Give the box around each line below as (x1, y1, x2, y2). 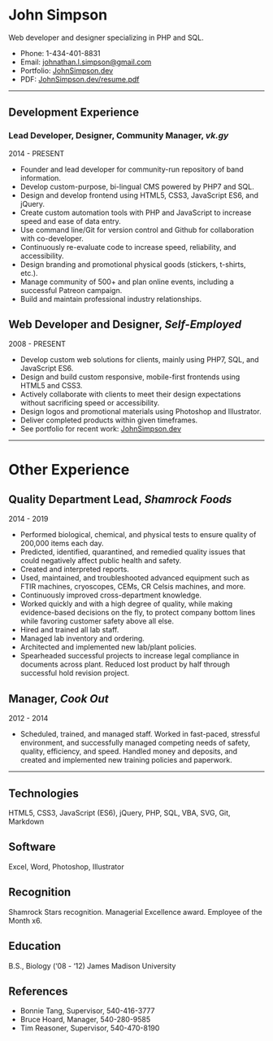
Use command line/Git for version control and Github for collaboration (19, 225, 254, 234)
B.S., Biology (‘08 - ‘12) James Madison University (8, 960, 176, 970)
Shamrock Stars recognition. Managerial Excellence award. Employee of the (8, 907, 262, 916)
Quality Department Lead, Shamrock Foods (8, 492, 232, 506)
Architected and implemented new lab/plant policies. (19, 642, 197, 652)
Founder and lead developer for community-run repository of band (19, 164, 244, 174)
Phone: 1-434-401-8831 (19, 48, 101, 58)
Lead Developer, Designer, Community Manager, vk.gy (8, 130, 229, 142)
